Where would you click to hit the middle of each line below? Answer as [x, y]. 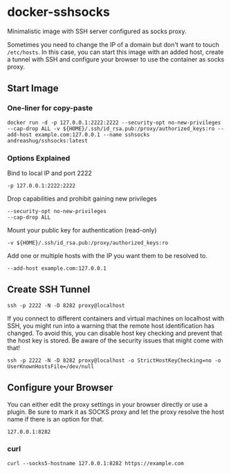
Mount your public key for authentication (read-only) [82, 230]
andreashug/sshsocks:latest [48, 140]
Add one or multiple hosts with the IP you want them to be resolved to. [107, 255]
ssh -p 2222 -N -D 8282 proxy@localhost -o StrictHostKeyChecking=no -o [114, 361]
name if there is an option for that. [56, 419]
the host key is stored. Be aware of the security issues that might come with [115, 340]
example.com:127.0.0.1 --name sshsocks [92, 135]
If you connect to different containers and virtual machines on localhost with [116, 318]
